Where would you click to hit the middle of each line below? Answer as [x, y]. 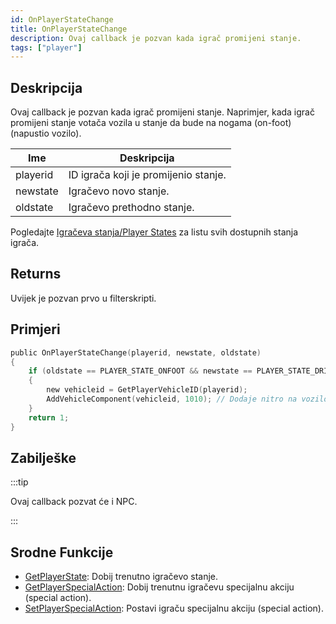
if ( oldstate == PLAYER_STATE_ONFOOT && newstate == [140, 371]
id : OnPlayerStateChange [62, 19]
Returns [36, 274]
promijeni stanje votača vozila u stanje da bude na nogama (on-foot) [151, 123]
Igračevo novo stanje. [119, 191]
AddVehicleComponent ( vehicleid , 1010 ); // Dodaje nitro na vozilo [187, 399]
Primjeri [35, 329]
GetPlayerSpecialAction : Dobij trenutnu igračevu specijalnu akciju [159, 587]
